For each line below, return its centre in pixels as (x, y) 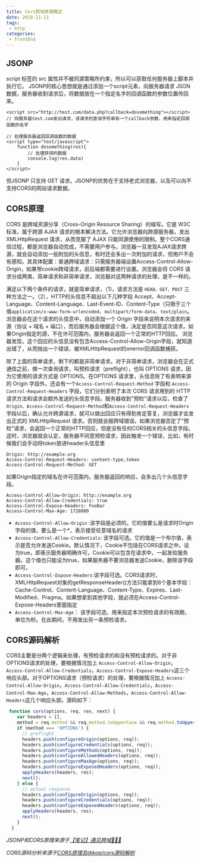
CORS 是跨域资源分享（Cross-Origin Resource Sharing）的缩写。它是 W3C (98, 224)
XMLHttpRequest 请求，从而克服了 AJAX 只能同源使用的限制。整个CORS (96, 239)
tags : (13, 23)
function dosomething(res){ (51, 147)
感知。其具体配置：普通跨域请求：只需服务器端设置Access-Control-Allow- (102, 261)
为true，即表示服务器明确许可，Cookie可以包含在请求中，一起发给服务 (101, 552)
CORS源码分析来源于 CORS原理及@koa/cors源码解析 (71, 852)
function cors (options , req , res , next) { (62, 712)
